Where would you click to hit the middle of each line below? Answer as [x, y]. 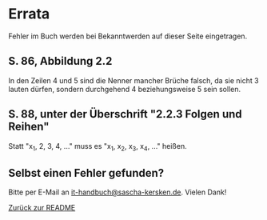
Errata [29, 14]
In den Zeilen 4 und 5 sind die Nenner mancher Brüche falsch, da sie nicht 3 [133, 80]
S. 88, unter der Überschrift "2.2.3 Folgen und [125, 114]
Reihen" [29, 127]
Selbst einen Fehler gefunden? [86, 173]
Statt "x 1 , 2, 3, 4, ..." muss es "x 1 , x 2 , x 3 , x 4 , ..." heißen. [98, 147]
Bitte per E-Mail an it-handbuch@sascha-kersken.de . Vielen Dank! [118, 192]
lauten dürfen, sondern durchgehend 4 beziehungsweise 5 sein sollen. [125, 89]
